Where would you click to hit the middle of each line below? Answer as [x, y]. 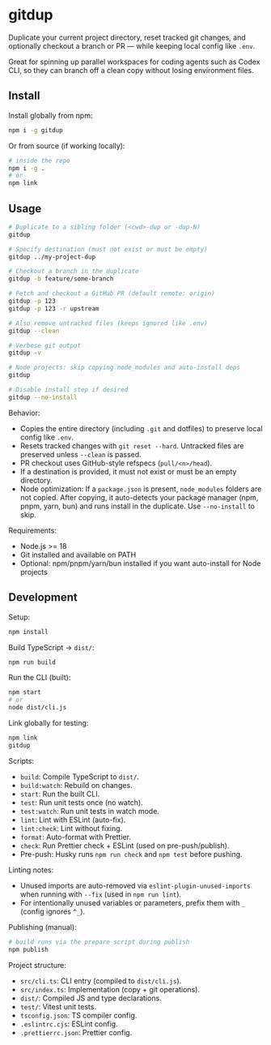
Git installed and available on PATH [78, 555]
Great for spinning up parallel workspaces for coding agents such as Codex [134, 62]
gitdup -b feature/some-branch [61, 279]
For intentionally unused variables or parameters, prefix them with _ [133, 902]
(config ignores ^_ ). [53, 911]
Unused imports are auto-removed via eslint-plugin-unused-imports [135, 885]
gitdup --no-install [43, 397]
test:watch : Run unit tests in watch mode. [90, 811]
